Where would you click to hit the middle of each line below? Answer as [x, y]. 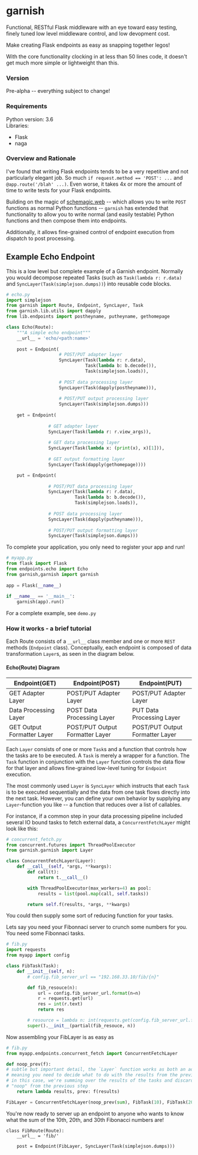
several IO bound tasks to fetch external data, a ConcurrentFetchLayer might [98, 822]
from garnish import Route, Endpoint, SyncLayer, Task [75, 306]
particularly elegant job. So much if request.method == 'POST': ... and [95, 177]
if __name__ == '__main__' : [41, 596]
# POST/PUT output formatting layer [93, 530]
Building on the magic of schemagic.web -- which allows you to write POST [96, 202]
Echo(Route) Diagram [33, 668]
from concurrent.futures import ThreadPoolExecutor [71, 845]
